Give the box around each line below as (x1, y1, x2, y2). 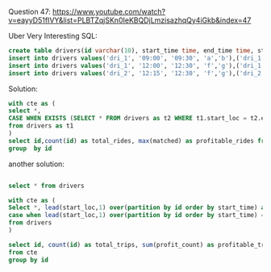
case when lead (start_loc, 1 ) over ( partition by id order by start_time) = (8, 211, 265, 220)
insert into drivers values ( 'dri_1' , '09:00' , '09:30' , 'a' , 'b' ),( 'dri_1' (8, 54, 265, 62)
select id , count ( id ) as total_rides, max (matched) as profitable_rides (8, 136, 254, 144)
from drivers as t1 (8, 122, 74, 130)
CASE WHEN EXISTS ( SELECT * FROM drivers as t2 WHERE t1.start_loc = (8, 115, 248, 123)
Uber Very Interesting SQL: (8, 31, 98, 40)
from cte (8, 248, 38, 257)
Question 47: (8, 7, 51, 16)
